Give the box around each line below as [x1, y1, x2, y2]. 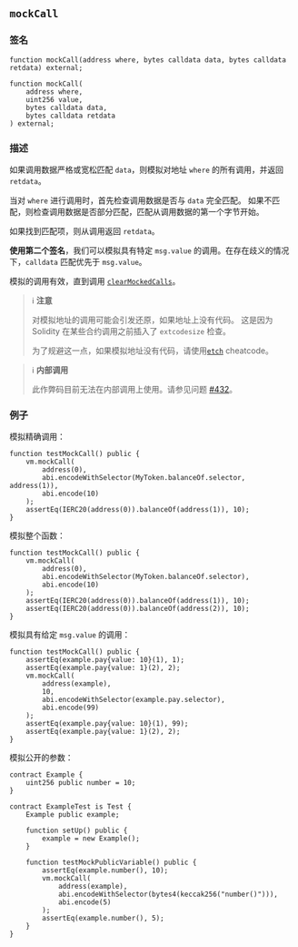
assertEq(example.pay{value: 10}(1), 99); [25, 719, 189, 728]
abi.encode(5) [57, 898, 112, 907]
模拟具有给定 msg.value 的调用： [9, 629, 131, 640]
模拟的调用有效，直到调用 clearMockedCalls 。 [9, 275, 181, 286]
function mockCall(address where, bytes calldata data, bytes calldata [9, 55, 286, 65]
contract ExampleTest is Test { [9, 802, 132, 811]
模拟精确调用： [9, 432, 65, 443]
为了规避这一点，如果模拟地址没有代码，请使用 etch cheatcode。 [31, 345, 274, 356]
